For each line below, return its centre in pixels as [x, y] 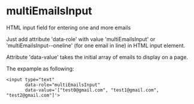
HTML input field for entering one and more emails [69, 27]
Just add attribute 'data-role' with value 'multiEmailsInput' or [81, 39]
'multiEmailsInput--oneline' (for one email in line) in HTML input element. [96, 45]
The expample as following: [40, 68]
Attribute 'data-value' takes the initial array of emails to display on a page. [97, 57]
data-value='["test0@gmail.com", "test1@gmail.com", [92, 90]
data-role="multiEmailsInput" [63, 85]
